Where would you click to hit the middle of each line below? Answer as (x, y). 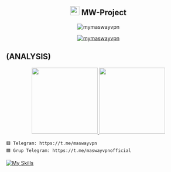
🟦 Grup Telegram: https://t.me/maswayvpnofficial (69, 150)
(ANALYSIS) (28, 57)
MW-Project (104, 13)
